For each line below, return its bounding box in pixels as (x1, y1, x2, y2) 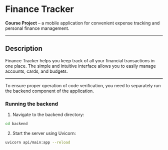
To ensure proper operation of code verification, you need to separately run (5, 82, 161, 88)
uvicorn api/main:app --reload (5, 140, 70, 145)
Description (5, 44, 42, 53)
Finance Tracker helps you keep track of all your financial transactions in (5, 57, 155, 63)
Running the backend (5, 100, 58, 107)
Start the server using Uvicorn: (12, 130, 76, 136)
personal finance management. (5, 25, 69, 31)
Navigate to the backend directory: (12, 112, 84, 118)
